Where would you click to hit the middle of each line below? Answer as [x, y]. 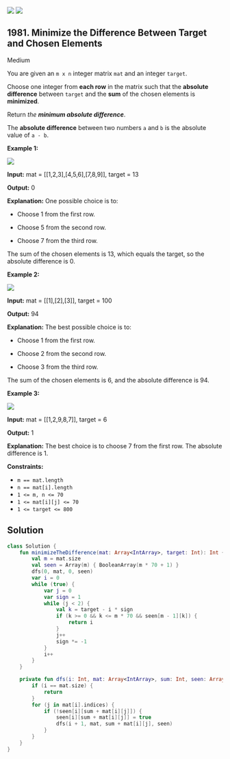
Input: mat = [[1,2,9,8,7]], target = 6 [57, 419]
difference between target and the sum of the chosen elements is [101, 94]
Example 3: [23, 393]
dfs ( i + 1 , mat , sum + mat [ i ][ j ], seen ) [114, 724]
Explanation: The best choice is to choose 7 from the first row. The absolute [115, 446]
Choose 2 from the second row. [62, 353]
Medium [19, 60]
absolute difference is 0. [41, 261]
